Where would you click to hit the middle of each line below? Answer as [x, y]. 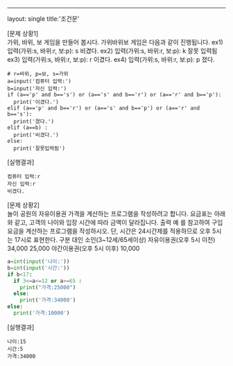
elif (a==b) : [28, 128]
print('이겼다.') [36, 102]
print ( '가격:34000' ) [48, 300]
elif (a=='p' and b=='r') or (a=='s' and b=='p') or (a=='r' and [103, 108]
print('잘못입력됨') [40, 148]
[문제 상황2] [24, 205]
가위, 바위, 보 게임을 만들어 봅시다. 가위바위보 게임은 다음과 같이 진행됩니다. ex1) [115, 42]
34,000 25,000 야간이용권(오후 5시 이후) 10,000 [74, 248]
